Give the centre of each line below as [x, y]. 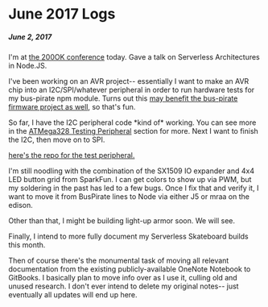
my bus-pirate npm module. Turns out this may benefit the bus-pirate [123, 98]
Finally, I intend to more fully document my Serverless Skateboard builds [129, 236]
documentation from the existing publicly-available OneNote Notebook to [130, 269]
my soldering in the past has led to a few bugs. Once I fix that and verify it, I [134, 188]
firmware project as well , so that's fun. [72, 107]
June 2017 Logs [62, 14]
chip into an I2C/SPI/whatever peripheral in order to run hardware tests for [132, 90]
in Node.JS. [28, 66]
